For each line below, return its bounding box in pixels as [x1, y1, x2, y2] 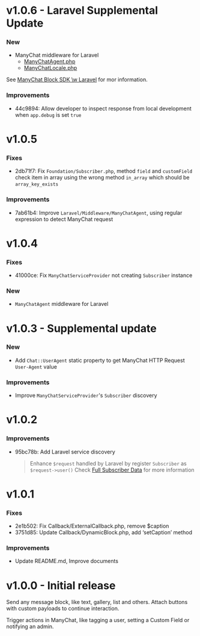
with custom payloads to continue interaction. [6, 605, 120, 612]
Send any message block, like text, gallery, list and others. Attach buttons [6, 599, 188, 606]
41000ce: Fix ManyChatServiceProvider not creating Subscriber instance [14, 272, 193, 279]
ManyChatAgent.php [23, 58, 76, 65]
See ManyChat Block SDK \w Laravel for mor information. [6, 76, 148, 83]
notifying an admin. [6, 623, 54, 630]
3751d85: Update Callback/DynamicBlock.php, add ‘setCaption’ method [14, 529, 192, 536]
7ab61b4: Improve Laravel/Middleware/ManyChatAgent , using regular [14, 209, 183, 216]
